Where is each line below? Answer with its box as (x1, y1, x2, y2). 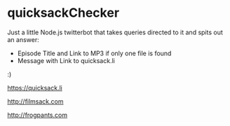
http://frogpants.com (7, 111, 68, 119)
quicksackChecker (7, 5, 120, 21)
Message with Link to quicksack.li (17, 56, 116, 64)
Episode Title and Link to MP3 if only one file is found (17, 49, 172, 57)
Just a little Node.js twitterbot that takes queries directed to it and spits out (7, 28, 223, 36)
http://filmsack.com (7, 97, 64, 106)
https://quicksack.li (7, 83, 63, 92)
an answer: (7, 35, 40, 43)
